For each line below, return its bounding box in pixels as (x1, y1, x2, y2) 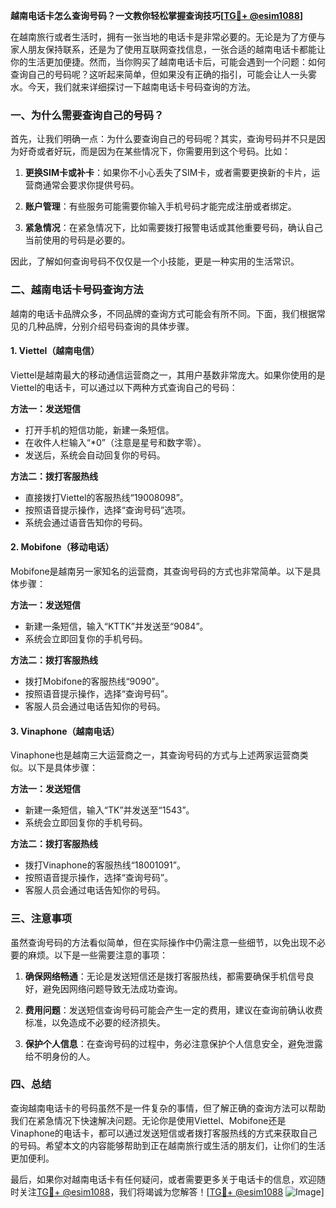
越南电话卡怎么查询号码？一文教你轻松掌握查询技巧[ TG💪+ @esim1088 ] (10, 10, 304, 21)
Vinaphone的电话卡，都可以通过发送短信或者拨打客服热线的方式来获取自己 (10, 1127, 318, 1139)
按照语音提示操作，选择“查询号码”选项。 (24, 504, 192, 516)
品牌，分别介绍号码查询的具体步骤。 (44, 320, 195, 332)
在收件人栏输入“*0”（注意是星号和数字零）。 (24, 436, 207, 448)
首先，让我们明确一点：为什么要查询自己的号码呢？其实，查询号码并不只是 (10, 133, 317, 145)
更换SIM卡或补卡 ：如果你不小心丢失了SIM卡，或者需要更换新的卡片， (24, 167, 312, 179)
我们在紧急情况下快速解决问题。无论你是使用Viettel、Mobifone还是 (10, 1114, 287, 1126)
